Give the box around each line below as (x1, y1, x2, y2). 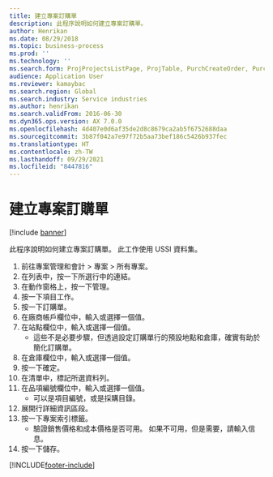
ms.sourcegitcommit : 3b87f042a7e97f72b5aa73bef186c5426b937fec (9, 132, 228, 140)
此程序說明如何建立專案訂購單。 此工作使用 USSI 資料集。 (9, 244, 202, 254)
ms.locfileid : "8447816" (9, 163, 93, 171)
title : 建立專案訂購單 (9, 11, 78, 20)
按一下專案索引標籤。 (20, 414, 92, 423)
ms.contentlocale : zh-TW (9, 148, 93, 156)
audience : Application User (9, 72, 105, 80)
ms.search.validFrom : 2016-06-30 (9, 110, 122, 118)
